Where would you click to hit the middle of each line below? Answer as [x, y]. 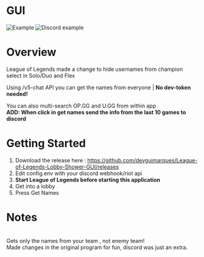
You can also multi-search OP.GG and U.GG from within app [81, 106]
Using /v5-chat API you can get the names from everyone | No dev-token [99, 87]
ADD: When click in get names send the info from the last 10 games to [96, 112]
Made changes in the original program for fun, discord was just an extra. [97, 247]
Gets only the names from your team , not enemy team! [76, 241]
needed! [17, 94]
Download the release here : [51, 160]
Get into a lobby [35, 186]
